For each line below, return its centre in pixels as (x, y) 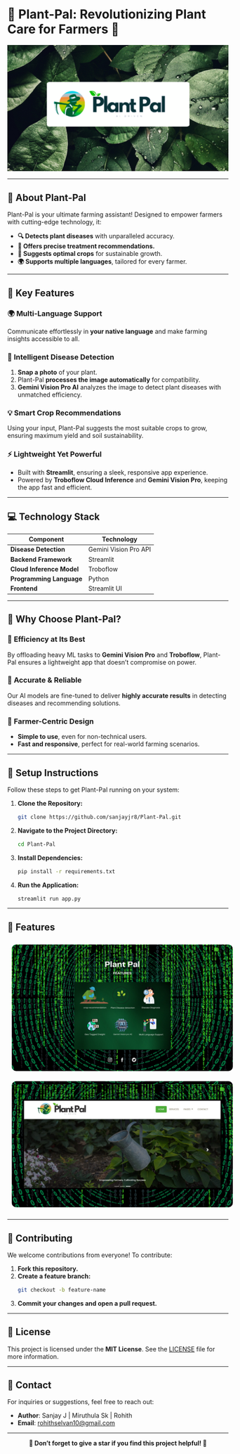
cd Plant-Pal (36, 844)
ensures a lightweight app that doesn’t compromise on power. (107, 662)
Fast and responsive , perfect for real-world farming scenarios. (108, 744)
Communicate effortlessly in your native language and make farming (107, 331)
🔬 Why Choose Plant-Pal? (64, 619)
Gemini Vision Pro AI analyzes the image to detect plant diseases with (119, 387)
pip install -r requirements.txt (66, 871)
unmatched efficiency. (50, 395)
